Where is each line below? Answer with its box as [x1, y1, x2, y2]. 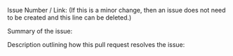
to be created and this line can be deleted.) [7, 13, 132, 22]
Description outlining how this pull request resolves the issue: [7, 41, 185, 48]
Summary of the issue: [7, 27, 73, 35]
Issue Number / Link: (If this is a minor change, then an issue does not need [7, 6, 226, 14]
